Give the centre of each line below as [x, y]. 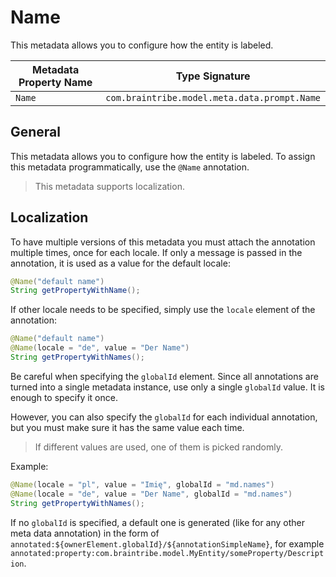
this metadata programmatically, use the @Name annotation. [130, 167]
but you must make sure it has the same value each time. [127, 427]
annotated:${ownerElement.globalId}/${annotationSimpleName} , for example [167, 543]
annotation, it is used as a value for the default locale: [120, 263]
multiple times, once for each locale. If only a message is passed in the [156, 252]
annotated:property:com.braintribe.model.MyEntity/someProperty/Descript [167, 553]
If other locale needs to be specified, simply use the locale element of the [163, 310]
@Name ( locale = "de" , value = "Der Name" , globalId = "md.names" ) [151, 494]
